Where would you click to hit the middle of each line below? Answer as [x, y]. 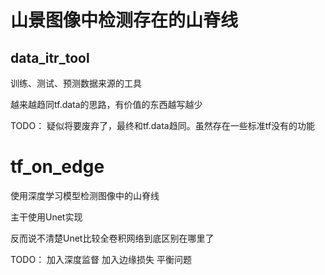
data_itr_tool [50, 57]
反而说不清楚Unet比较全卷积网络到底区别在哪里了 [112, 238]
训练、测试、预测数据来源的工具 [76, 83]
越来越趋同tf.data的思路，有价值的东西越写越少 [106, 104]
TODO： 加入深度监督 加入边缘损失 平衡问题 [101, 259]
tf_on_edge [57, 167]
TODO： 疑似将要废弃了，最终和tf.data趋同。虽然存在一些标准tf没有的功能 [163, 125]
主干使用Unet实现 [46, 217]
